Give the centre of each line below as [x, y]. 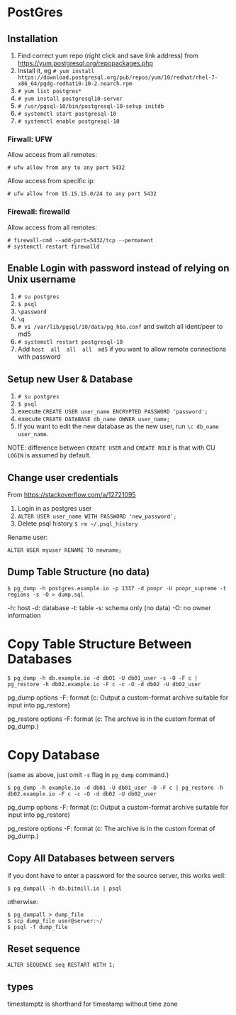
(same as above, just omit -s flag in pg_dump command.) [88, 774]
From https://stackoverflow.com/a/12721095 [72, 495]
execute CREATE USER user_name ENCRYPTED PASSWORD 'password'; [113, 411]
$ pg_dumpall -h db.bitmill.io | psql [64, 889]
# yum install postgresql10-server [70, 99]
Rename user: [28, 538]
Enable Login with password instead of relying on [118, 268]
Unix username [42, 279]
